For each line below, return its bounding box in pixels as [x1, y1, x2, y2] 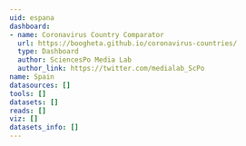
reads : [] [9, 106, 47, 115]
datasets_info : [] [9, 123, 79, 132]
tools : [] [9, 89, 47, 98]
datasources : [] [9, 81, 71, 90]
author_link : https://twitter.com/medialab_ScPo [17, 64, 205, 73]
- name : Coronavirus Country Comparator [9, 30, 165, 39]
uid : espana [9, 13, 54, 23]
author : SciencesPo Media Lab [17, 55, 132, 64]
